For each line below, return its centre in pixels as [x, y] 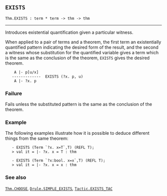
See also [16, 178]
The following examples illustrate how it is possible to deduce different [77, 133]
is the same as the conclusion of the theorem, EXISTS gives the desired [78, 58]
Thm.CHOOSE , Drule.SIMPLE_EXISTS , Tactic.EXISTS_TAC [59, 188]
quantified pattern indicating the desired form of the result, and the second [82, 47]
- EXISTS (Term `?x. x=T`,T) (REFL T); [53, 148]
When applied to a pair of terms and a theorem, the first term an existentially [83, 42]
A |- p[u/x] [26, 72]
